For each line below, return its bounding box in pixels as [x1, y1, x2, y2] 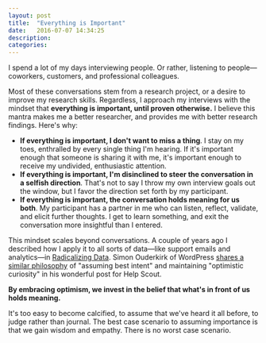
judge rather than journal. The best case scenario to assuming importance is [8, 317, 258, 326]
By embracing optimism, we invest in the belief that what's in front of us [8, 285, 250, 295]
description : [8, 33, 52, 42]
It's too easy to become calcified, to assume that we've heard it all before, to [8, 309, 259, 318]
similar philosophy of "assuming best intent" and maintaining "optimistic [8, 261, 244, 271]
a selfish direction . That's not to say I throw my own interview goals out [19, 178, 256, 187]
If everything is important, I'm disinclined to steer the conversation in [19, 170, 254, 179]
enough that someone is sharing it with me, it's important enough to [19, 152, 242, 163]
